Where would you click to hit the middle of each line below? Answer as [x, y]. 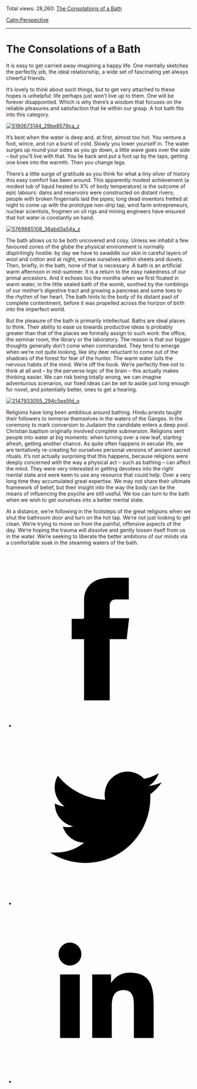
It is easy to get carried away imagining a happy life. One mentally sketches [97, 65]
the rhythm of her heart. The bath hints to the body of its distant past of [92, 296]
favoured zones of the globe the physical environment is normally [85, 246]
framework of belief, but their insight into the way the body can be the [91, 487]
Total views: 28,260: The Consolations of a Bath [64, 9]
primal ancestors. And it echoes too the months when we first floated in [92, 278]
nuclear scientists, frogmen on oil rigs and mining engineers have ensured [96, 211]
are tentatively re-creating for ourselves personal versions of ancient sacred [98, 449]
